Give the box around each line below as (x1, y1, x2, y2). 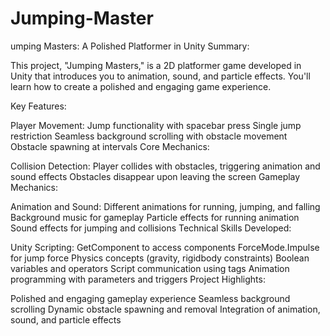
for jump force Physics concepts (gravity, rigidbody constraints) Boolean (10, 252, 310, 264)
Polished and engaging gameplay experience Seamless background (10, 292, 291, 304)
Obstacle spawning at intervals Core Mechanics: (10, 140, 210, 152)
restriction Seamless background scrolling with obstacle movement (10, 130, 288, 142)
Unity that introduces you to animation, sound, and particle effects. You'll (10, 70, 311, 82)
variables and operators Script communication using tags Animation (10, 262, 290, 274)
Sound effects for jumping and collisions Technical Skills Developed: (10, 222, 292, 234)
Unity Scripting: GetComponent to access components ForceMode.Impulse (10, 241, 320, 253)
